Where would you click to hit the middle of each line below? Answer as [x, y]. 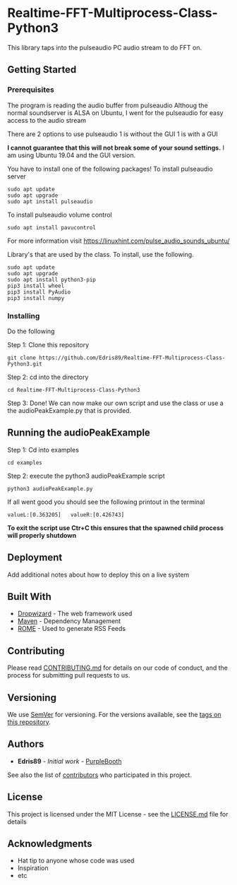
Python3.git [25, 364]
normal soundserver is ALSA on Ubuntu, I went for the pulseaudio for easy [115, 113]
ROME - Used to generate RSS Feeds [71, 629]
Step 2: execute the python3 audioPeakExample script [86, 476]
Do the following [31, 331]
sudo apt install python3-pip [52, 279]
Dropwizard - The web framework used [75, 614]
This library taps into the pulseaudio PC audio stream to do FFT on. [105, 47]
